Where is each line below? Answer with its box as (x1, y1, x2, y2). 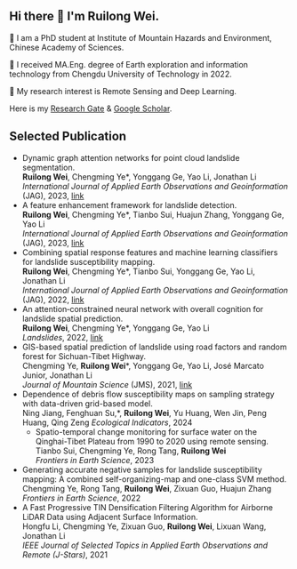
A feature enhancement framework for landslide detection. (21, 199, 237, 210)
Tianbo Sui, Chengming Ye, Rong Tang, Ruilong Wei (35, 445, 227, 456)
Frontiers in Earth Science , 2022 (21, 493, 141, 503)
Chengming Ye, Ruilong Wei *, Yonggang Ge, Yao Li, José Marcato (21, 360, 265, 371)
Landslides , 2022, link (21, 332, 104, 342)
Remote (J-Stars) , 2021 (21, 549, 108, 560)
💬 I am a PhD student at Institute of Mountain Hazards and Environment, (9, 32, 273, 43)
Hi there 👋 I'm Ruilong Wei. (9, 9, 160, 24)
